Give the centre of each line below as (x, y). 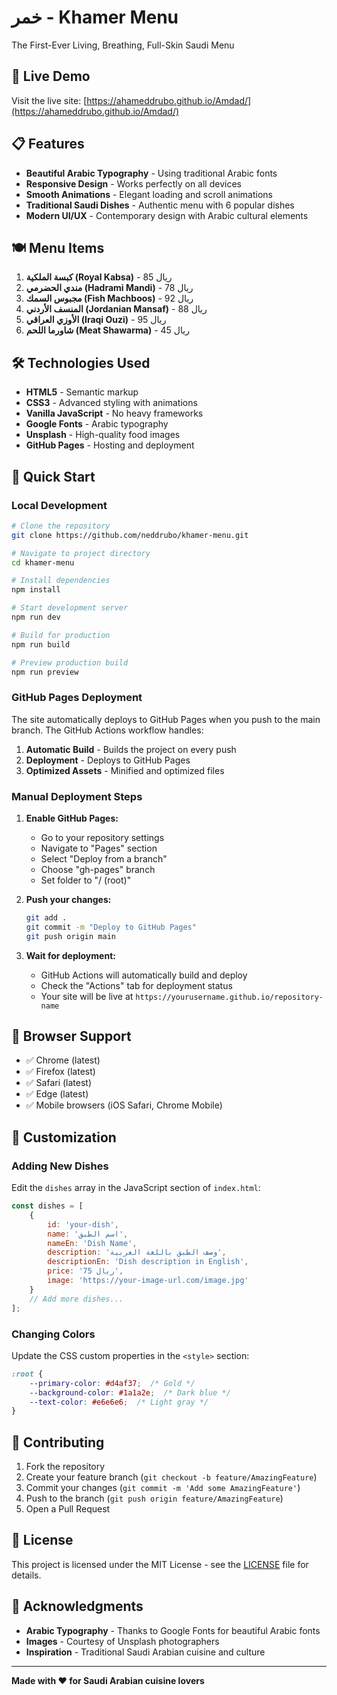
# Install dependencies (61, 581)
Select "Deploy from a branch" (104, 858)
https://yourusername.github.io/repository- (229, 997)
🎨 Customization (64, 1137)
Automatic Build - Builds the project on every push (131, 749)
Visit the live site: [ (49, 100)
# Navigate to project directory (81, 553)
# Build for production (61, 635)
